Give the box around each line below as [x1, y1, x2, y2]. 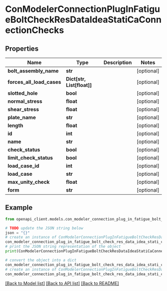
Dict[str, [66, 75, 86, 82]
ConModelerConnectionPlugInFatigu [5, 3, 161, 15]
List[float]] [66, 82, 92, 88]
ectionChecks [5, 25, 64, 36]
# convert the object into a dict [5, 257, 77, 263]
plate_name [7, 114, 36, 121]
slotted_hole [7, 90, 38, 96]
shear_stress [7, 106, 39, 113]
